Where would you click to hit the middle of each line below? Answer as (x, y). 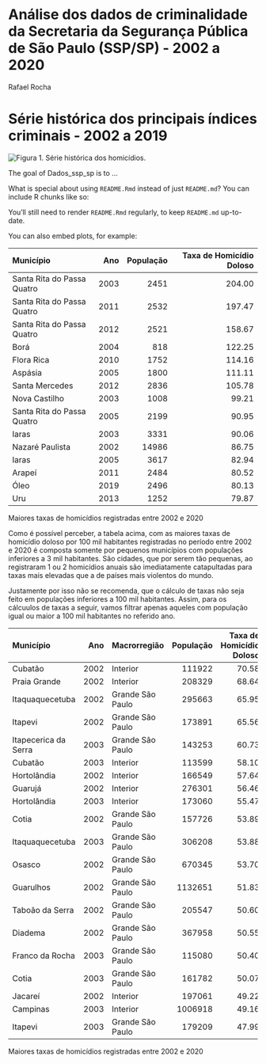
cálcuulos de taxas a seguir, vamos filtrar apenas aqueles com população (128, 607)
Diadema (29, 933)
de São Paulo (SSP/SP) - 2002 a (114, 48)
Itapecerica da (39, 739)
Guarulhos (32, 887)
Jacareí (26, 996)
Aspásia (27, 372)
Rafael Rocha (30, 87)
